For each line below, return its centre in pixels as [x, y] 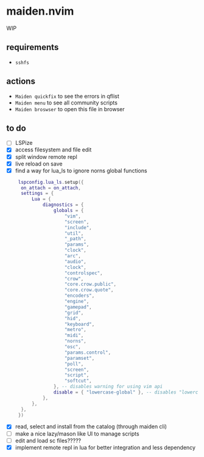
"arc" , [72, 256]
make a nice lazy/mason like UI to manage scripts [77, 433]
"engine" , [77, 302]
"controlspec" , [83, 273]
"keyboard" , [79, 324]
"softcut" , [78, 381]
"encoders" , [79, 296]
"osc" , [72, 347]
